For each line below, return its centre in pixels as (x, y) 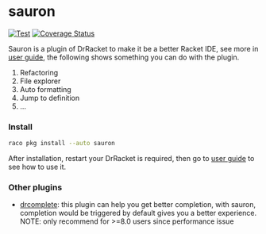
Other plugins (35, 187)
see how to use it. (37, 167)
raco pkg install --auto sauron (62, 144)
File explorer (40, 81)
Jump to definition (50, 98)
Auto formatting (45, 89)
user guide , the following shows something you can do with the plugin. (124, 57)
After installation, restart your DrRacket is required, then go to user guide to (131, 159)
